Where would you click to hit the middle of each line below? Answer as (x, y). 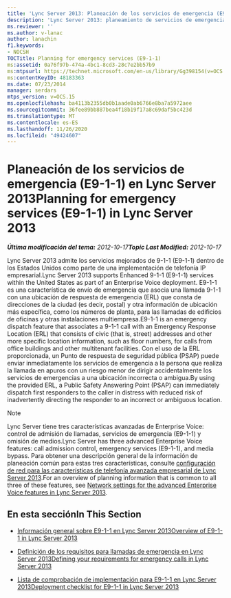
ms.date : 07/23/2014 (37, 84)
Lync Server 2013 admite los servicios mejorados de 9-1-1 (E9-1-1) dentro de (115, 261)
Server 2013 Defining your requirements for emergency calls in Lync (113, 559)
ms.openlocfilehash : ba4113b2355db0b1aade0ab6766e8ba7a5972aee (100, 103)
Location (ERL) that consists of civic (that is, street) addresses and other (110, 334)
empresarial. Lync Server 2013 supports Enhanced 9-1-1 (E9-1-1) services (111, 275)
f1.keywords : (26, 46)
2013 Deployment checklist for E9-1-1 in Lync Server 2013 (98, 587)
